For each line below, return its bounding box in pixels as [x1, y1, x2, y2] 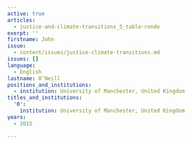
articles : [7, 17, 36, 24]
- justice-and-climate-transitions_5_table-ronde [13, 23, 160, 30]
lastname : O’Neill [7, 74, 61, 82]
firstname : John [7, 36, 54, 43]
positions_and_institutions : [7, 81, 92, 88]
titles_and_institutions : [7, 95, 82, 102]
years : [7, 113, 26, 120]
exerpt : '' [7, 29, 39, 37]
